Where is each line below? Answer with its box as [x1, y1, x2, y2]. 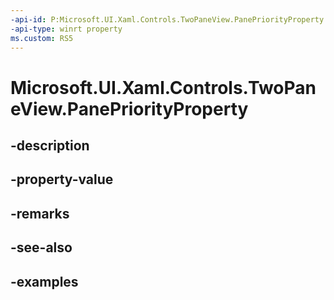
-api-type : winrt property [10, 24, 123, 34]
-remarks [10, 205, 70, 222]
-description [10, 137, 90, 154]
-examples [10, 273, 79, 290]
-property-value [10, 171, 114, 188]
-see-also [10, 239, 73, 256]
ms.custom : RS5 [10, 33, 74, 43]
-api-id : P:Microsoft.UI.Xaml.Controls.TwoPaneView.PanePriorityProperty [10, 14, 325, 25]
